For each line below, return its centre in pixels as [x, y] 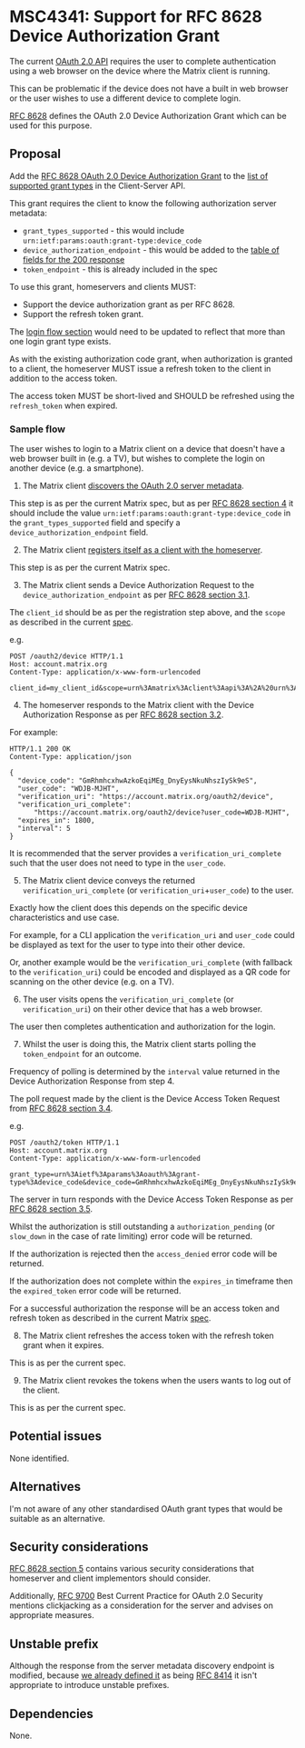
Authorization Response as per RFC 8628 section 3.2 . [123, 714]
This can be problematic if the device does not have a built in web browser [149, 88]
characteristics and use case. [64, 918]
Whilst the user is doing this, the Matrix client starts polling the [139, 1044]
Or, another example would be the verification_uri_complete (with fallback [151, 963]
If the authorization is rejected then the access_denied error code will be [143, 1254]
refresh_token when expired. [64, 405]
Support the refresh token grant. [83, 314]
